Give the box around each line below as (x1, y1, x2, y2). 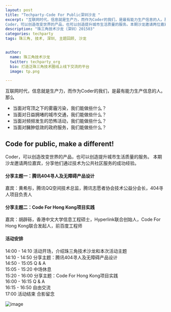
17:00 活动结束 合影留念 (5, 291, 55, 297)
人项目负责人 (5, 191, 32, 197)
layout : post (5, 7, 33, 13)
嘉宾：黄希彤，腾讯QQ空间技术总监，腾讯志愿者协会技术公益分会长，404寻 (5, 185, 164, 191)
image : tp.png (10, 69, 40, 74)
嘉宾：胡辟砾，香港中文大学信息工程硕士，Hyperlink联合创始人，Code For (5, 216, 161, 222)
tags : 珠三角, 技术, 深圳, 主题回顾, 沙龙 (5, 36, 87, 41)
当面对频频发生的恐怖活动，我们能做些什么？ (12, 118, 107, 124)
